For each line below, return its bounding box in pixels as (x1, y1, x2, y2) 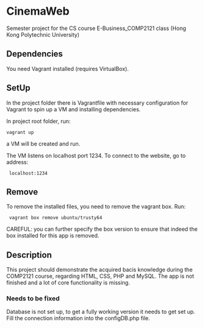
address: (6, 158, 29, 166)
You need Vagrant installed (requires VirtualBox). (6, 65, 129, 72)
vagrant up (6, 129, 34, 135)
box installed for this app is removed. (6, 232, 100, 239)
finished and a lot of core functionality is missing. (6, 279, 130, 286)
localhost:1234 (9, 170, 48, 176)
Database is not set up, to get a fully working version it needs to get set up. (6, 308, 195, 316)
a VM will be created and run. (6, 140, 81, 147)
